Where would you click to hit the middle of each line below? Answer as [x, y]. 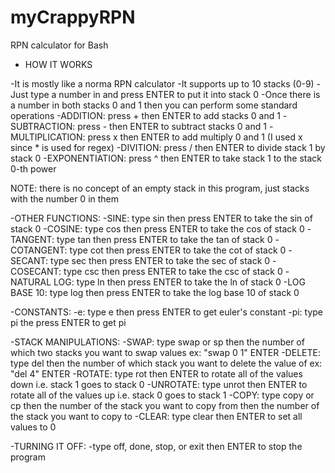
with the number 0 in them [65, 198]
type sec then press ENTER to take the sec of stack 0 [160, 260]
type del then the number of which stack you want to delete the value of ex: [166, 363]
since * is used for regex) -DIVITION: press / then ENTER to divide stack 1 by [168, 147]
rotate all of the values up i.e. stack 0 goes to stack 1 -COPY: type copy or [162, 395]
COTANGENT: [39, 250]
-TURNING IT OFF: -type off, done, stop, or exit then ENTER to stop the [156, 446]
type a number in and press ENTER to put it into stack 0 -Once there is [175, 94]
